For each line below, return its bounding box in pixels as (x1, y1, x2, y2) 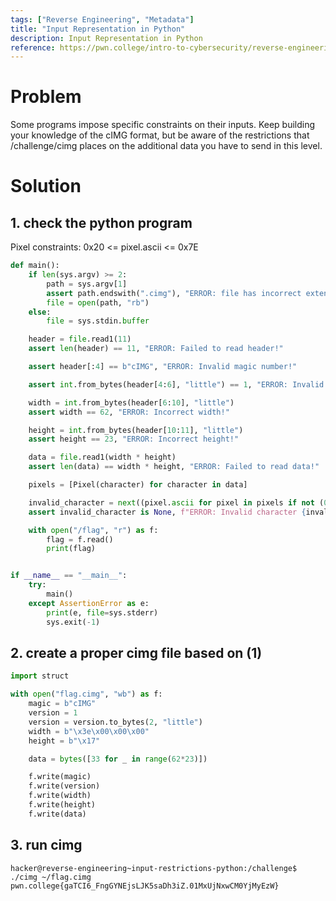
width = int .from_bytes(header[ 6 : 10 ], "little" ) (28, 397, 235, 408)
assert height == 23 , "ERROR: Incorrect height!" (28, 434, 240, 445)
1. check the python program (10, 214, 193, 231)
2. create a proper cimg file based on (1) (10, 644, 263, 661)
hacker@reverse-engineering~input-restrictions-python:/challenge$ (10, 863, 298, 873)
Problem (10, 86, 82, 108)
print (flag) (46, 544, 97, 554)
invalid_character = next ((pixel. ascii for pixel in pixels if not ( (28, 497, 325, 508)
